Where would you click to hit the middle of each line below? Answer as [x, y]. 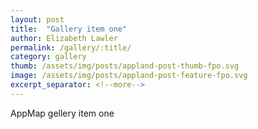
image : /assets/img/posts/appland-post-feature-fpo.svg [129, 76]
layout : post [37, 19]
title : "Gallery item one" [69, 29]
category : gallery [48, 57]
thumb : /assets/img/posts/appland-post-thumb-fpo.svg [125, 66]
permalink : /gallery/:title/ [71, 47]
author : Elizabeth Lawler [64, 38]
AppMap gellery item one [62, 113]
